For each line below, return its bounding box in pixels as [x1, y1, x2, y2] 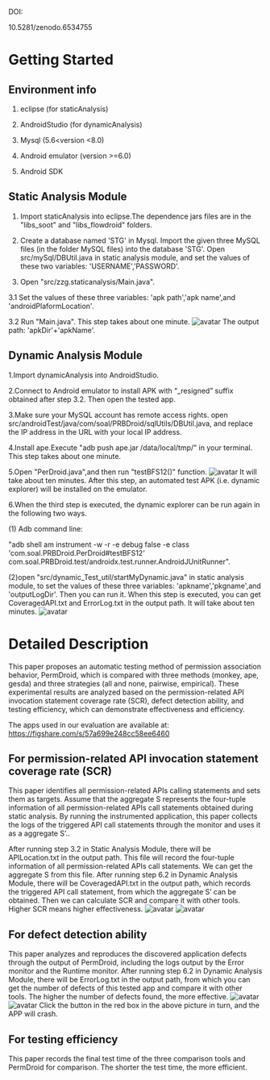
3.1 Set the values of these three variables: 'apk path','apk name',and [8, 292, 236, 302]
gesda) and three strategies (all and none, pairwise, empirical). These [8, 678, 239, 688]
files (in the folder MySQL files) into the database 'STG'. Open [19, 244, 226, 253]
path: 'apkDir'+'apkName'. [8, 325, 95, 335]
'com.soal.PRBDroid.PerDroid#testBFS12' [8, 548, 145, 557]
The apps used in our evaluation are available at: [8, 719, 169, 729]
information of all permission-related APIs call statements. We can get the [8, 861, 253, 871]
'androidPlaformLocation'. [8, 301, 94, 311]
